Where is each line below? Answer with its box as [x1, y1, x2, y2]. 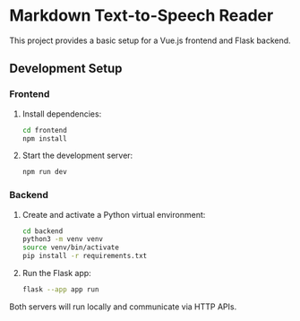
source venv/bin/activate [21, 243, 119, 252]
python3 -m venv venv [21, 235, 104, 244]
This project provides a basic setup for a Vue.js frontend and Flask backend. [9, 35, 291, 46]
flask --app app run [21, 285, 99, 294]
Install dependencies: [21, 108, 102, 119]
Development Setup [9, 61, 123, 76]
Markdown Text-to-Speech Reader [9, 5, 274, 26]
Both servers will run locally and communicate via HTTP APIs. [9, 301, 237, 312]
